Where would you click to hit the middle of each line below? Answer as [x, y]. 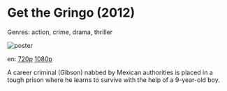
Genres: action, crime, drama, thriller [60, 32]
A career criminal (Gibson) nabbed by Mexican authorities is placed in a [110, 72]
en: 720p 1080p [30, 59]
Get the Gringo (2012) [71, 13]
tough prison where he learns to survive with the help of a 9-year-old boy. [113, 80]
